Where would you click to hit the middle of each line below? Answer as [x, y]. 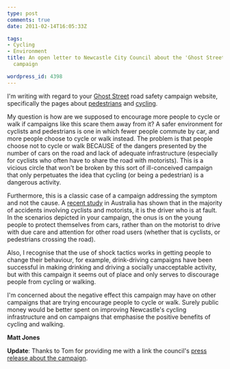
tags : [15, 38]
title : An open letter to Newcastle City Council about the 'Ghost [105, 58]
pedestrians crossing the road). [51, 239]
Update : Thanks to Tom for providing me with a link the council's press [107, 350]
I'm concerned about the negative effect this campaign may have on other [112, 295]
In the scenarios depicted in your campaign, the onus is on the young [105, 217]
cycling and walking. [36, 324]
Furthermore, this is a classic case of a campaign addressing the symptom [112, 195]
